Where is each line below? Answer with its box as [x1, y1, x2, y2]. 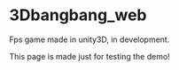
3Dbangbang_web [9, 5, 147, 25]
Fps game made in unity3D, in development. [9, 34, 170, 45]
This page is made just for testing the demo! [9, 51, 170, 61]
